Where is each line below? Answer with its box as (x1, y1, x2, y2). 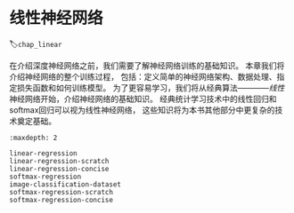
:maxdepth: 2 (9, 133, 58, 142)
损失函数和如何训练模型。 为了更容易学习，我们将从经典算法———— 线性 (16, 82, 285, 93)
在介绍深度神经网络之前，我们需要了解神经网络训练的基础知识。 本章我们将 (9, 59, 285, 71)
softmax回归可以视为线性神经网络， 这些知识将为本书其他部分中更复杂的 (9, 104, 275, 115)
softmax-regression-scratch (9, 187, 114, 196)
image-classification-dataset (9, 179, 122, 189)
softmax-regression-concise (9, 195, 114, 204)
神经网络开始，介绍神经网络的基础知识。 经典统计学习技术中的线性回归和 (9, 93, 277, 104)
